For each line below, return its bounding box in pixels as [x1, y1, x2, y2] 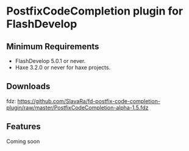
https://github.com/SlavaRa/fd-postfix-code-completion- [17, 97, 160, 104]
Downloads [6, 81, 51, 92]
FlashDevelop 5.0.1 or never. [15, 58, 86, 64]
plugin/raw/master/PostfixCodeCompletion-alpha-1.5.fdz [6, 104, 149, 111]
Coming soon [6, 138, 40, 145]
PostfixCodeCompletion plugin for [6, 4, 184, 18]
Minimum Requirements [6, 41, 99, 52]
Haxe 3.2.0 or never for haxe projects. [15, 64, 111, 71]
